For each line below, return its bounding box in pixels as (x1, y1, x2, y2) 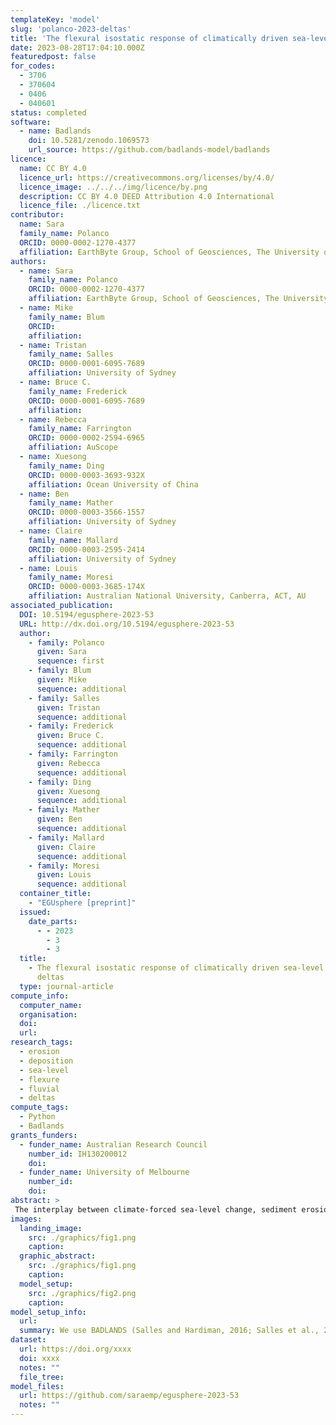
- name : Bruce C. (19, 377, 92, 387)
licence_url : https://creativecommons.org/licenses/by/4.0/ (19, 172, 275, 183)
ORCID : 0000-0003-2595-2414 (28, 544, 145, 555)
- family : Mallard (28, 832, 105, 843)
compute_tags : (10, 1102, 70, 1113)
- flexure (19, 1074, 60, 1085)
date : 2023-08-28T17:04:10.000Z (10, 42, 145, 53)
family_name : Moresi (28, 572, 114, 583)
